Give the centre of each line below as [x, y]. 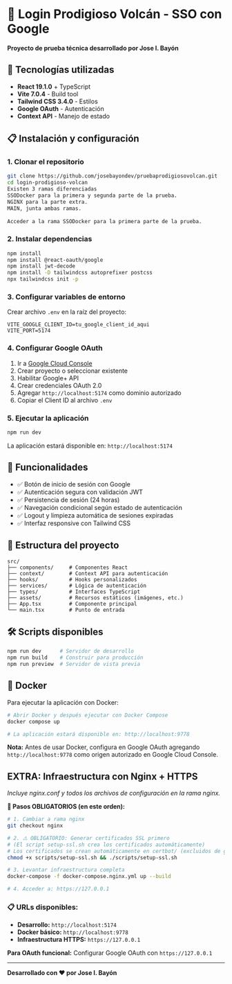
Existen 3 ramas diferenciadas [52, 189]
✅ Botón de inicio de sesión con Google [74, 484]
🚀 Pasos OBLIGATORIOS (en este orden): [66, 807]
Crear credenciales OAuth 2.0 [59, 385]
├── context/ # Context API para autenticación [88, 573]
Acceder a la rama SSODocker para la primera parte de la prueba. [105, 221]
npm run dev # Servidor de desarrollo [71, 651]
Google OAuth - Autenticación [61, 108]
